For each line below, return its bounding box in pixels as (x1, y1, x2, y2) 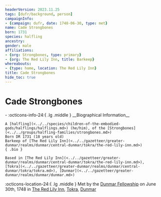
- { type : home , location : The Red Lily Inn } (5, 66, 97, 71)
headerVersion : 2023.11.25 (5, 7, 60, 12)
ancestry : (5, 39, 25, 44)
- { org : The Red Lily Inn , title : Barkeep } (5, 57, 95, 62)
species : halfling (5, 35, 42, 39)
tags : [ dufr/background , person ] (5, 12, 73, 17)
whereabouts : (5, 61, 32, 66)
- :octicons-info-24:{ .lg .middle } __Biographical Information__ (5, 112, 130, 118)
